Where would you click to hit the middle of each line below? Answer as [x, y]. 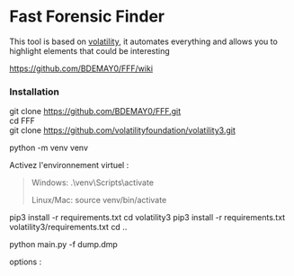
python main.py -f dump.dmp [64, 245]
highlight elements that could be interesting [90, 50]
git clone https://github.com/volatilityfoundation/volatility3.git [122, 130]
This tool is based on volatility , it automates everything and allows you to [144, 41]
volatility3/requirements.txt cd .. [68, 227]
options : [26, 262]
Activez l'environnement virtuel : [69, 165]
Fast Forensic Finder [87, 17]
